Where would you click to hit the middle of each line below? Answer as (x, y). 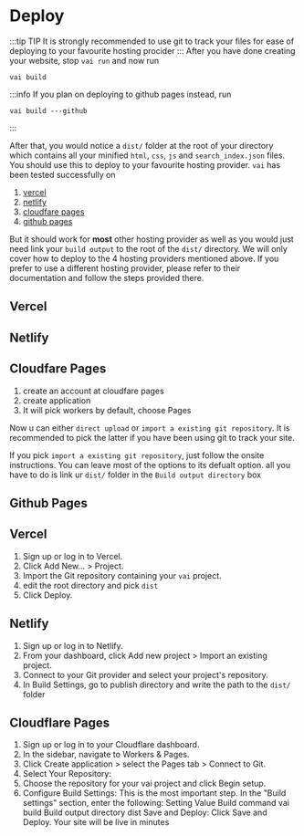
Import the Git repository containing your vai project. (122, 575)
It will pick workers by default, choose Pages (107, 410)
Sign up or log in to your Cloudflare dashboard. (111, 745)
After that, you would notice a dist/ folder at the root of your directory (142, 145)
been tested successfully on (63, 174)
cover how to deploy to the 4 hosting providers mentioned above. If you (144, 258)
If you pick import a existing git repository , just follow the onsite (137, 455)
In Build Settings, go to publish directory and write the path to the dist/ (157, 684)
